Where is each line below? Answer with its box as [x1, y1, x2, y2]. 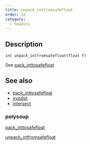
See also [5, 76, 33, 85]
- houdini [10, 21, 30, 27]
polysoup [5, 113, 29, 120]
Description [5, 40, 43, 48]
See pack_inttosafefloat [5, 62, 54, 68]
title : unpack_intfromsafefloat [5, 7, 73, 13]
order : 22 [5, 12, 26, 17]
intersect [12, 100, 31, 106]
